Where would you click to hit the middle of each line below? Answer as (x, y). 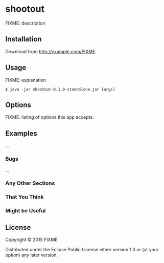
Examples (21, 133)
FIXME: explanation (26, 80)
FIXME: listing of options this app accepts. (50, 117)
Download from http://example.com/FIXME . (51, 51)
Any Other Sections (30, 183)
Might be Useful (26, 211)
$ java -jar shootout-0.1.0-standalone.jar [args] (60, 89)
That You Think (25, 197)
